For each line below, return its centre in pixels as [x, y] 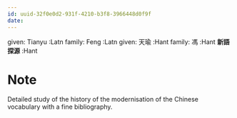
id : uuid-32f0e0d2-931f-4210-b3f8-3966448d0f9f [80, 14]
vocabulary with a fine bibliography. [60, 107]
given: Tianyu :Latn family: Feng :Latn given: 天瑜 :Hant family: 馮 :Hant [111, 42]
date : [15, 21]
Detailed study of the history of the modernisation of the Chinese [103, 100]
